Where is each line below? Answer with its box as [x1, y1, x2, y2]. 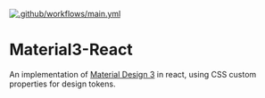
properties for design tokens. [9, 78, 116, 89]
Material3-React [9, 40, 134, 60]
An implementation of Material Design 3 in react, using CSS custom [9, 69, 257, 79]
